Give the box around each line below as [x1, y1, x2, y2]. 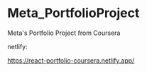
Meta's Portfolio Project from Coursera [7, 29, 121, 37]
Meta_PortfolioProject [7, 5, 140, 21]
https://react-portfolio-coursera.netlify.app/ [7, 56, 135, 65]
